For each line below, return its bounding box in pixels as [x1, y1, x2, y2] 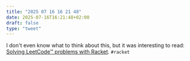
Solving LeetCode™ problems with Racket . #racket [6, 48, 130, 56]
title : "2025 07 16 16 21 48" [6, 8, 82, 15]
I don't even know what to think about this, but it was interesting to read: [6, 42, 185, 49]
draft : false [6, 20, 39, 26]
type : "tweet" [6, 25, 42, 32]
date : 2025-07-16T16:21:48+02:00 [6, 14, 90, 20]
